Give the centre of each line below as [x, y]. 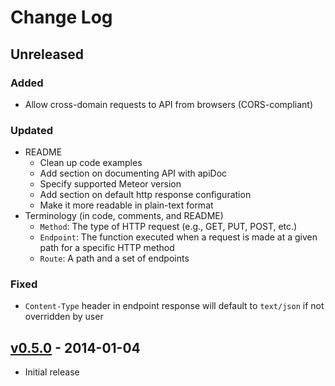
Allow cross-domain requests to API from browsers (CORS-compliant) [169, 104]
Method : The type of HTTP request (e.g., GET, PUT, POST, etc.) [168, 227]
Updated [31, 130]
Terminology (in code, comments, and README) [124, 216]
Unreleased [47, 54]
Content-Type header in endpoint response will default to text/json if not [174, 306]
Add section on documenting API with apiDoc [133, 173]
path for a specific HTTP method [107, 248]
